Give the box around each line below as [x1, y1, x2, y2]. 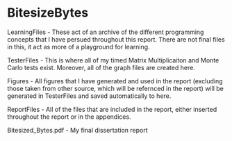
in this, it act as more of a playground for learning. [7, 42, 151, 51]
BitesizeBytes [7, 5, 89, 21]
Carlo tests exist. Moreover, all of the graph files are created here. [7, 63, 196, 72]
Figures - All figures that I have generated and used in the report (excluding [7, 76, 224, 85]
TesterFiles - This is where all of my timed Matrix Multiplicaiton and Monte [7, 56, 219, 64]
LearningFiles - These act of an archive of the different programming [7, 28, 204, 36]
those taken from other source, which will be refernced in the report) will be [7, 84, 224, 92]
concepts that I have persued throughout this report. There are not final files [7, 35, 225, 43]
